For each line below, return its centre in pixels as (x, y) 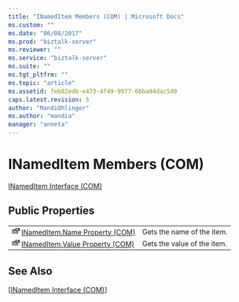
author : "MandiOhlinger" (49, 108)
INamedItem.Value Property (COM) (78, 244)
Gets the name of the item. (185, 231)
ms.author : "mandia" (42, 116)
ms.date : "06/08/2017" (45, 33)
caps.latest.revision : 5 (49, 99)
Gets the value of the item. (185, 243)
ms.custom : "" (31, 25)
